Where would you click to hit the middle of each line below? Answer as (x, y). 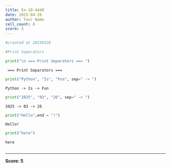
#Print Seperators (25, 52)
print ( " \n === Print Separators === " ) (48, 61)
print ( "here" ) (20, 133)
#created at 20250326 (28, 43)
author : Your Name (25, 19)
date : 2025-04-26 (24, 15)
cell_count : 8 (20, 24)
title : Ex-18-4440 (25, 10)
